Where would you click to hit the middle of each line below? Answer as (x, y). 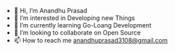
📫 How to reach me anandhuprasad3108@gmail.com (91, 40)
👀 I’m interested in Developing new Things (74, 18)
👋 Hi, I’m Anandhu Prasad (51, 11)
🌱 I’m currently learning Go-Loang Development (83, 25)
